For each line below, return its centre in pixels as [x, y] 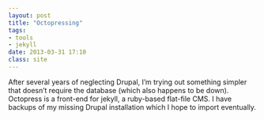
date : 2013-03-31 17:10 [47, 52]
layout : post [30, 15]
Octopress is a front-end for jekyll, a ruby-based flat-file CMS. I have [120, 99]
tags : [17, 30]
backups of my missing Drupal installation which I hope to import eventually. [132, 107]
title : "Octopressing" [45, 23]
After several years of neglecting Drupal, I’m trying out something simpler [128, 82]
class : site [28, 60]
